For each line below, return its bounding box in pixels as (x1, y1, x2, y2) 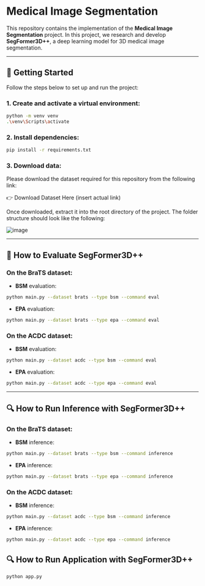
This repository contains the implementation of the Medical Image (6, 24, 173, 32)
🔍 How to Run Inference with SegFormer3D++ (6, 404, 186, 414)
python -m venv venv (6, 113, 59, 119)
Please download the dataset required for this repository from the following (6, 176, 195, 183)
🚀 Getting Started (6, 67, 74, 78)
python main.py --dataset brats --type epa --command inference (6, 473, 173, 480)
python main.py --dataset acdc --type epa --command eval (6, 380, 157, 386)
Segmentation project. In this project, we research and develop (6, 31, 166, 38)
